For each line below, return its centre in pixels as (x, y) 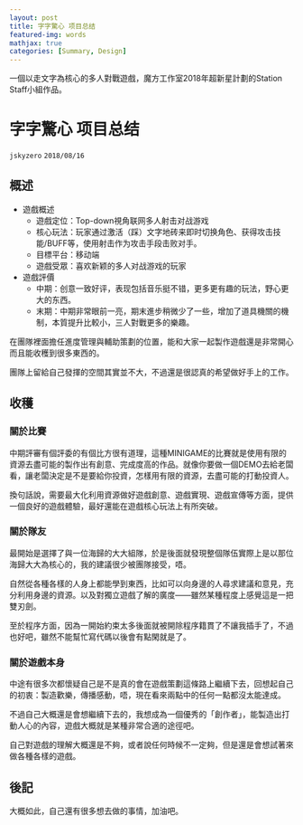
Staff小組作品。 (38, 90)
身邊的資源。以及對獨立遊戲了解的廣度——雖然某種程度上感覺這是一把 (163, 594)
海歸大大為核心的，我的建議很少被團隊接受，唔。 (100, 564)
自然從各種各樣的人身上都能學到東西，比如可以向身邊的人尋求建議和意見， (147, 583)
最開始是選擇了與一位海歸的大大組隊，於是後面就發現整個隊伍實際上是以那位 (151, 553)
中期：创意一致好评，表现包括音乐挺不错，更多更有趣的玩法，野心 (158, 288)
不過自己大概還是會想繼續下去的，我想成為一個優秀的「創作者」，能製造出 (146, 715)
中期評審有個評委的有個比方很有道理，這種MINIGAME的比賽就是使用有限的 (148, 452)
